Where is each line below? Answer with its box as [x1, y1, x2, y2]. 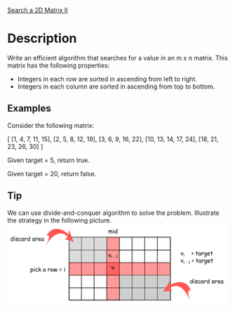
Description [7, 31, 77, 46]
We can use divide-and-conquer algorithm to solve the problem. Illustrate [7, 209, 220, 217]
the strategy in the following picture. [7, 216, 112, 224]
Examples [7, 102, 51, 114]
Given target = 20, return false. [7, 169, 97, 178]
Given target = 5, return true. [7, 156, 90, 164]
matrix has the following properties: [7, 61, 110, 70]
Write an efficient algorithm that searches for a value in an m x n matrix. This [7, 53, 228, 62]
